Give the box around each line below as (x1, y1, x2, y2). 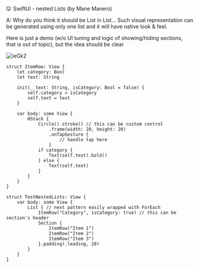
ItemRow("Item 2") (48, 230, 94, 236)
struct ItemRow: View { (6, 64, 65, 70)
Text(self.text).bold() (48, 152, 108, 158)
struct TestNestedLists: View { (6, 194, 86, 200)
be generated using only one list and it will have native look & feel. (6, 23, 168, 30)
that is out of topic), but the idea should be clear (6, 41, 124, 48)
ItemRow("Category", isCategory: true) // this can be (37, 210, 177, 216)
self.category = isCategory (27, 90, 97, 96)
